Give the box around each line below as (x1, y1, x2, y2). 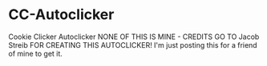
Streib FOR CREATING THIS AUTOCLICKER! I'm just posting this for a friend (8, 40, 258, 49)
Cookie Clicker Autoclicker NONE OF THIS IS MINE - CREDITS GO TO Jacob (8, 32, 260, 41)
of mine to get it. (8, 49, 63, 58)
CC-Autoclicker (8, 6, 115, 24)
